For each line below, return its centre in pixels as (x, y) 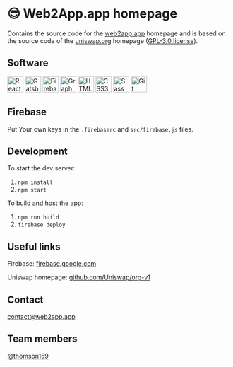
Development (38, 151)
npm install (35, 182)
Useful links (34, 246)
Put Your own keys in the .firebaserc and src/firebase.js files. (101, 129)
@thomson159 (28, 356)
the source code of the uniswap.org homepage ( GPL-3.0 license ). (103, 40)
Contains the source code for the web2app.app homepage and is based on (116, 33)
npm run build (38, 218)
